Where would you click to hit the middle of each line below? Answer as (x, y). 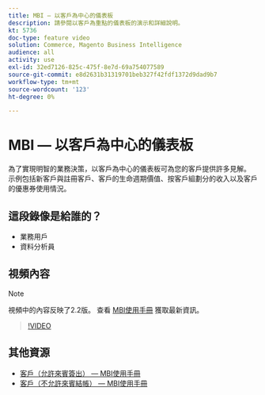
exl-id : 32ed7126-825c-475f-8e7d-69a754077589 (86, 67)
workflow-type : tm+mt (44, 82)
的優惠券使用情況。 (40, 189)
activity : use (32, 60)
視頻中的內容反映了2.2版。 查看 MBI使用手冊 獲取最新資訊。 (106, 309)
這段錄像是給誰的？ (55, 216)
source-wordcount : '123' (49, 89)
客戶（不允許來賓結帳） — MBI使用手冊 (83, 383)
